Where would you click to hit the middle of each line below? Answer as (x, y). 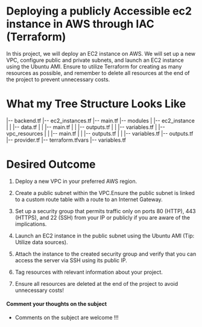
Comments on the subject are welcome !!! (67, 318)
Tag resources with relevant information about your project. (89, 272)
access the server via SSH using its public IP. (71, 260)
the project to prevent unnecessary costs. (58, 79)
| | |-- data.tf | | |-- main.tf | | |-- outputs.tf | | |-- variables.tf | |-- (86, 127)
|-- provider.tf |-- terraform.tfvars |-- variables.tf (66, 140)
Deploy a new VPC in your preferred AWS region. (76, 181)
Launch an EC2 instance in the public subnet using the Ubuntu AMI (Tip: (105, 236)
